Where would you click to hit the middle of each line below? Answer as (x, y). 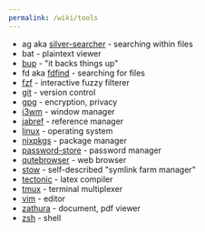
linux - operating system (67, 131)
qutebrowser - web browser (74, 159)
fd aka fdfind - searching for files (83, 73)
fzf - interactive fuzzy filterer (76, 82)
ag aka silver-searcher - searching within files (107, 44)
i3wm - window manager (68, 111)
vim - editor (43, 198)
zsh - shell (41, 217)
